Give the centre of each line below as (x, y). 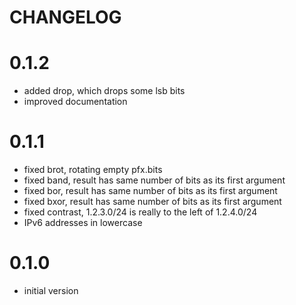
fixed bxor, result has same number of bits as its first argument (152, 202)
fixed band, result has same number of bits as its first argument (154, 180)
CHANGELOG (65, 17)
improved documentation (75, 102)
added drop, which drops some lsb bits (104, 91)
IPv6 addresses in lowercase (83, 223)
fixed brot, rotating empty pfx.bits (93, 170)
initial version (51, 290)
